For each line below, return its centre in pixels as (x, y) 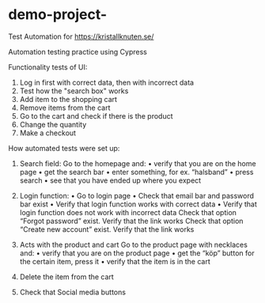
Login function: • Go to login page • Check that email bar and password (137, 195)
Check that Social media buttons (73, 292)
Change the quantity (53, 124)
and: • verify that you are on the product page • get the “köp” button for (137, 253)
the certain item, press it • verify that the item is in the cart (115, 261)
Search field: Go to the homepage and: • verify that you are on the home (138, 163)
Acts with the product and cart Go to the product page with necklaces (133, 244)
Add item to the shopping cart (68, 99)
